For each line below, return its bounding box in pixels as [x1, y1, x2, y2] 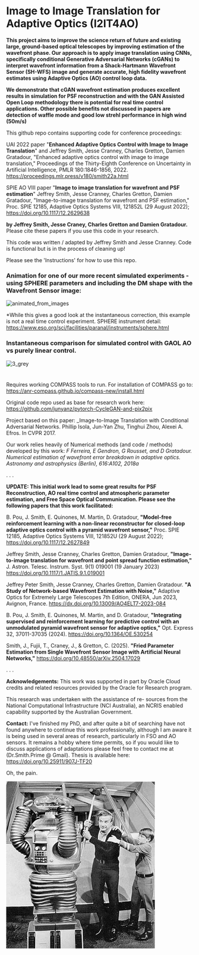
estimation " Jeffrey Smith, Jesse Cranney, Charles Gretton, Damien [6, 190, 173, 197]
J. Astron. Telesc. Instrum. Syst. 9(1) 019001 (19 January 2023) [6, 563, 160, 570]
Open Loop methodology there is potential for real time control [6, 98, 163, 105]
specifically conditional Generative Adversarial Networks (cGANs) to [6, 55, 180, 63]
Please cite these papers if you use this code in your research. [6, 227, 159, 234]
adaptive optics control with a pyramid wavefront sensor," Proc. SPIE [6, 526, 180, 533]
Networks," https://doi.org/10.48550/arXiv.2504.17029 [6, 654, 141, 662]
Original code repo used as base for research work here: [6, 399, 145, 406]
